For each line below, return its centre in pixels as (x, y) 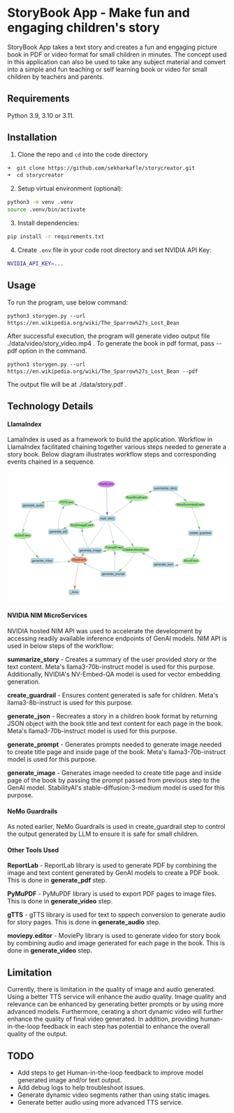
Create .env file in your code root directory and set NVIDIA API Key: (114, 250)
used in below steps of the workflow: (60, 646)
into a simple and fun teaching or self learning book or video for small (107, 69)
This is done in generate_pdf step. (57, 880)
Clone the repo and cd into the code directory (82, 154)
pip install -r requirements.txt (56, 237)
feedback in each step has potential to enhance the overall (126, 1026)
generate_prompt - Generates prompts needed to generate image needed (115, 744)
